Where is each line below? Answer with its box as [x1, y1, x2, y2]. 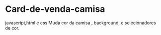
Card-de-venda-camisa [5, 3, 105, 15]
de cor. [5, 25, 20, 31]
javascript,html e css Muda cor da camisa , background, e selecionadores [5, 20, 157, 26]
